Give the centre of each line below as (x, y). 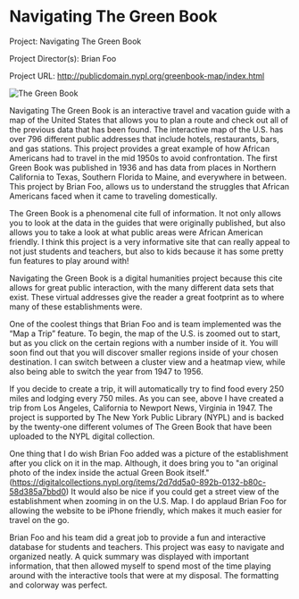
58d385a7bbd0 (38, 491)
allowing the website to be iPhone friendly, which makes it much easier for (146, 510)
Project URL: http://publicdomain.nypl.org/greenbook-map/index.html (137, 76)
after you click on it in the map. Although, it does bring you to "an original (144, 463)
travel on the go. (39, 519)
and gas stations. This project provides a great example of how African (140, 148)
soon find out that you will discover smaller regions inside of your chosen (144, 352)
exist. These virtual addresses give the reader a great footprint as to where (147, 297)
